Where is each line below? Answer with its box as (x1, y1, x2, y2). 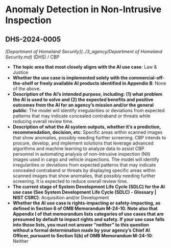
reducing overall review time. (12, 118, 74, 124)
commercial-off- (128, 75, 165, 80)
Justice (12, 69, 29, 75)
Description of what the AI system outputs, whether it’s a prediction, (12, 124, 161, 130)
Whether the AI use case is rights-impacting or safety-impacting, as (12, 200, 161, 206)
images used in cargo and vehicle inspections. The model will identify (12, 156, 159, 162)
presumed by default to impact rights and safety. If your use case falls (12, 216, 165, 222)
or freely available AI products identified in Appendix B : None (34, 80, 166, 86)
